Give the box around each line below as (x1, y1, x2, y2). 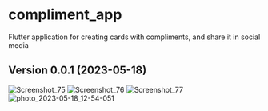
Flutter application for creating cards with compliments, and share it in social (8, 32, 261, 42)
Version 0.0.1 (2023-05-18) (8, 64, 147, 77)
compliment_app (8, 6, 122, 24)
